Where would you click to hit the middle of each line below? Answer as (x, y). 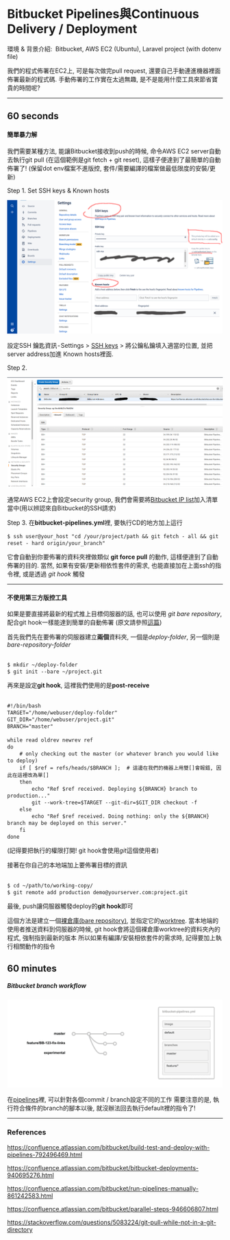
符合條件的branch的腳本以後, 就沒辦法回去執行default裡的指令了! (104, 1108)
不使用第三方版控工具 (37, 597)
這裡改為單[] (33, 775)
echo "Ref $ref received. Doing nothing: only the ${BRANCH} (121, 817)
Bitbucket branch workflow (47, 986)
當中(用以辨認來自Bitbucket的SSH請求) (62, 508)
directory (20, 1229)
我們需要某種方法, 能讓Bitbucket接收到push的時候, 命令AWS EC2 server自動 (114, 151)
